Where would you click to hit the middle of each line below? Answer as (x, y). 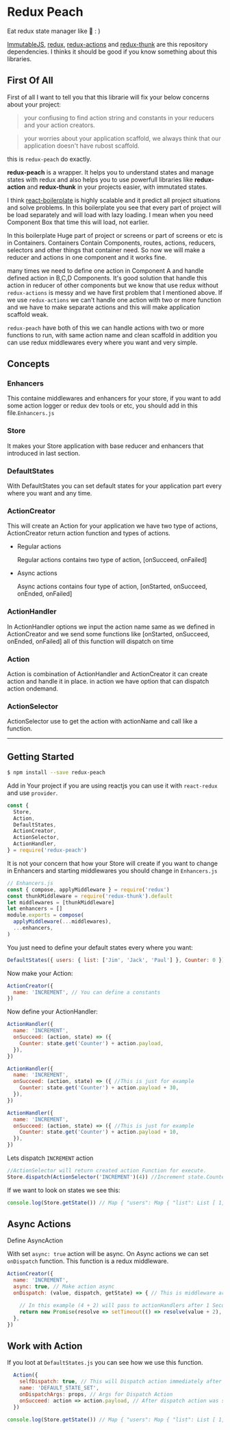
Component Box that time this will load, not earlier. (78, 222)
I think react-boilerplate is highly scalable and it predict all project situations (114, 200)
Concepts (28, 364)
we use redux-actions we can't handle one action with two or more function (114, 300)
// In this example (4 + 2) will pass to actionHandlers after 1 (115, 1305)
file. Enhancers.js (31, 413)
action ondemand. (33, 689)
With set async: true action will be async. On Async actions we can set (108, 1254)
